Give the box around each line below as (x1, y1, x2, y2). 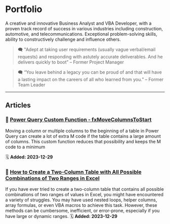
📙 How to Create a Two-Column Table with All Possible (5, 168, 142, 175)
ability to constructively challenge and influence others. (5, 36, 121, 42)
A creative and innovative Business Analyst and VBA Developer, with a (5, 20, 152, 26)
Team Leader (17, 82, 46, 88)
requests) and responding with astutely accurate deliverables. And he (17, 53, 163, 60)
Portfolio (5, 4, 42, 15)
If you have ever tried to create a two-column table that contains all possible (5, 186, 164, 192)
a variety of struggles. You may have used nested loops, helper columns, (5, 197, 157, 203)
